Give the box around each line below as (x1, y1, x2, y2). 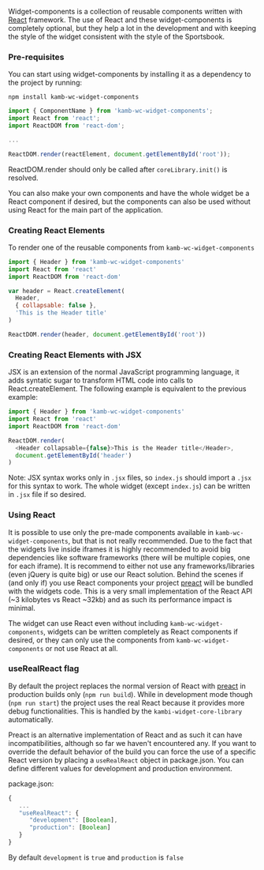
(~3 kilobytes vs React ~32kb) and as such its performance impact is (8, 594, 232, 604)
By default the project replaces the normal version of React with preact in (8, 681, 247, 691)
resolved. (8, 173, 39, 183)
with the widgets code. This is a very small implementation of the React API (8, 586, 253, 596)
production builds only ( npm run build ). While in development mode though (8, 689, 254, 699)
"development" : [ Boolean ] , (28, 816, 118, 824)
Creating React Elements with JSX (8, 349, 142, 360)
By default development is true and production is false (8, 853, 184, 862)
